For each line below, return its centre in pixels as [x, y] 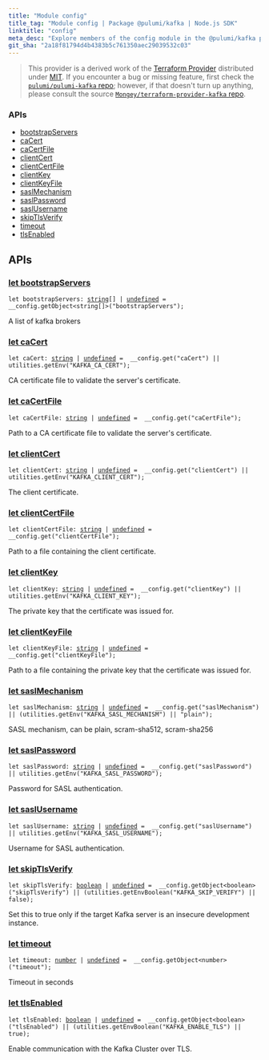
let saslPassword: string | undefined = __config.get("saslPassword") [130, 767]
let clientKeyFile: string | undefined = [78, 648]
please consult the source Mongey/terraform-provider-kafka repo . [137, 94]
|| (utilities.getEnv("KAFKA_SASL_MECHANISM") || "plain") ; [111, 715]
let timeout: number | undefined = [68, 960]
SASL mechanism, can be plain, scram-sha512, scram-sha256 [111, 729]
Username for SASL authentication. [66, 848]
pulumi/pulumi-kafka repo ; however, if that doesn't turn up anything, [141, 86]
